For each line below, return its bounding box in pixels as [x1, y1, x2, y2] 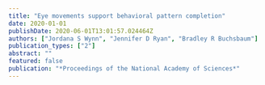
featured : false [8, 57, 63, 66]
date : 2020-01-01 [8, 19, 67, 28]
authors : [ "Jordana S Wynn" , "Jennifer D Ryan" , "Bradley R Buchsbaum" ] [8, 34, 259, 43]
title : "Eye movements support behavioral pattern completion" [8, 11, 226, 20]
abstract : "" [8, 49, 53, 57]
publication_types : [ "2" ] [8, 42, 95, 50]
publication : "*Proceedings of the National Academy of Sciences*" [8, 65, 241, 73]
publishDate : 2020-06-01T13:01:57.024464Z [8, 27, 154, 35]
